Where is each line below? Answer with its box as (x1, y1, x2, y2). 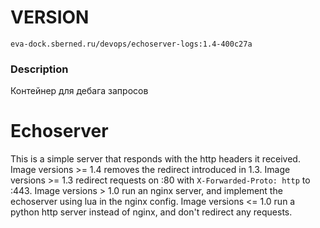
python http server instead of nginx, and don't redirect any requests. (10, 206, 293, 218)
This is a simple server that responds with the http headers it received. (10, 153, 301, 165)
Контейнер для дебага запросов (10, 85, 149, 97)
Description (10, 62, 69, 76)
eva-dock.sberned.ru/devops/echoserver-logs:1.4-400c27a (10, 39, 253, 49)
